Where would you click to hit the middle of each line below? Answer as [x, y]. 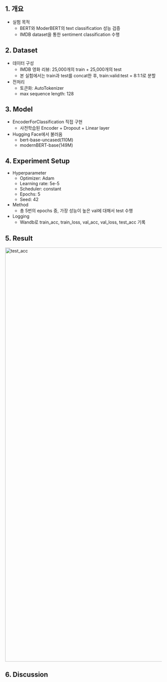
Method [20, 205]
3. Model [19, 110]
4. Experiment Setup [38, 161]
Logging [21, 217]
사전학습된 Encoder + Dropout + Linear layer [65, 128]
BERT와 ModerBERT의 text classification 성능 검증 [70, 28]
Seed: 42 [29, 200]
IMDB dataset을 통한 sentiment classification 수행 [70, 34]
